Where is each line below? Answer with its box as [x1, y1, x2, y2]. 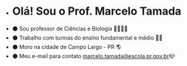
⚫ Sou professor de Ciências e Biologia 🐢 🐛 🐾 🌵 [12, 24, 128, 32]
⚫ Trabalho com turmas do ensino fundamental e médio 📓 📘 [12, 34, 163, 41]
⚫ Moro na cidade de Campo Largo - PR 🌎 [12, 43, 122, 50]
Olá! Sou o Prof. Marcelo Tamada [12, 4, 182, 18]
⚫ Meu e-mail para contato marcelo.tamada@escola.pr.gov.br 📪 [12, 52, 175, 59]
